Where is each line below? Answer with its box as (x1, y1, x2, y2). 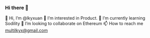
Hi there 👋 (5, 4, 29, 11)
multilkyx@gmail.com (5, 27, 48, 33)
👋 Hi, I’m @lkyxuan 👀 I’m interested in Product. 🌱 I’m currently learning (5, 15, 146, 21)
